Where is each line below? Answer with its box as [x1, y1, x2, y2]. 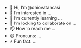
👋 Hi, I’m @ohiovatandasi [9, 5, 60, 10]
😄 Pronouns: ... [9, 33, 42, 39]
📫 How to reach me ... [9, 26, 55, 31]
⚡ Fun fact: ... [9, 38, 37, 44]
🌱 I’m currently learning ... [9, 15, 62, 21]
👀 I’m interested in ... [9, 10, 52, 16]
